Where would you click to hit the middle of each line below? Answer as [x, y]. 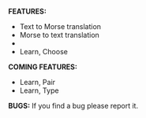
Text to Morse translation [60, 26]
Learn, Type [39, 90]
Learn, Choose [44, 52]
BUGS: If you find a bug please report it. [73, 106]
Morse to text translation [60, 35]
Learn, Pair [37, 82]
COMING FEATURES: [43, 67]
